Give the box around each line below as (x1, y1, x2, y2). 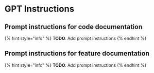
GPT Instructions (4, 3, 75, 15)
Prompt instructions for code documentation (4, 23, 143, 31)
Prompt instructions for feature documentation (4, 49, 150, 58)
